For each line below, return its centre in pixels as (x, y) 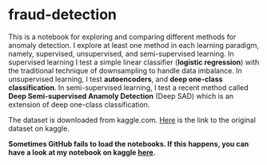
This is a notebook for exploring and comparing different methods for (122, 37)
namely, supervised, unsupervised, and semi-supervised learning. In (121, 53)
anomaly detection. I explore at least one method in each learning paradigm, (134, 45)
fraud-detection (63, 15)
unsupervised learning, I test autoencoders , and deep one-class (116, 79)
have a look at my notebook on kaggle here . (82, 152)
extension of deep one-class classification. (79, 104)
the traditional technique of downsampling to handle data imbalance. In (125, 70)
